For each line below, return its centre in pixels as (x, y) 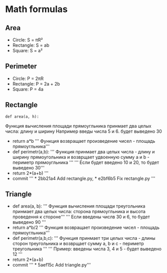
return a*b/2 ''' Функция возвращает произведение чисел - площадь (86, 228)
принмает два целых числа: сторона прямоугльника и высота (79, 212)
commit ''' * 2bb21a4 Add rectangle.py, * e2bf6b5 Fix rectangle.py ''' (84, 178)
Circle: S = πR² (28, 40)
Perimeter (21, 66)
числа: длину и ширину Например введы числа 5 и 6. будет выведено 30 (83, 131)
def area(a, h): (22, 117)
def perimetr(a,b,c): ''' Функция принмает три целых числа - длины (84, 238)
